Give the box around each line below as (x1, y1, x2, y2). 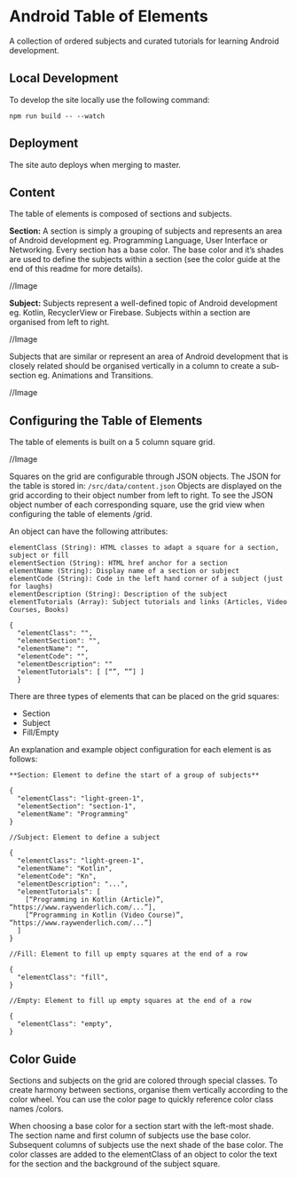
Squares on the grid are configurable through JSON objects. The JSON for (9, 471, 281, 482)
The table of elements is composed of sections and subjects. (9, 209, 232, 219)
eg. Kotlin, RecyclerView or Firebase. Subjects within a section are (9, 307, 251, 318)
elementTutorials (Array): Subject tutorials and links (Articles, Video (9, 598, 288, 607)
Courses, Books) (9, 606, 69, 615)
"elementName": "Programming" (17, 810, 129, 819)
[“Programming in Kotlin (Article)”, (25, 895, 165, 904)
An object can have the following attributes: (9, 526, 168, 537)
